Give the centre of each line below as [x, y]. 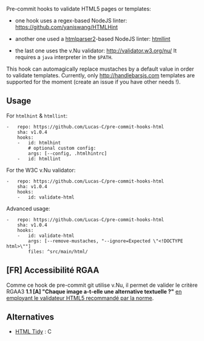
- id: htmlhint [39, 142]
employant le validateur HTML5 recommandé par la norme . [80, 298]
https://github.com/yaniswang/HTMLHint [66, 27]
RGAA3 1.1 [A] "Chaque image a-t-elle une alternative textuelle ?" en [94, 291]
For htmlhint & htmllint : [37, 116]
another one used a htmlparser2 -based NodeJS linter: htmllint [93, 39]
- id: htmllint [39, 159]
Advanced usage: [28, 208]
